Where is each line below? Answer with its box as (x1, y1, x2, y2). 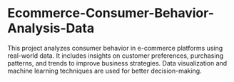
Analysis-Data (7, 20, 95, 36)
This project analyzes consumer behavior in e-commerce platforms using (7, 43, 223, 52)
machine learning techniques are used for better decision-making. (7, 66, 202, 75)
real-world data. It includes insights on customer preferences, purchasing (7, 51, 223, 60)
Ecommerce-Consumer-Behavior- (7, 5, 214, 21)
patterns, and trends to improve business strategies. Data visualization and (7, 58, 228, 67)
